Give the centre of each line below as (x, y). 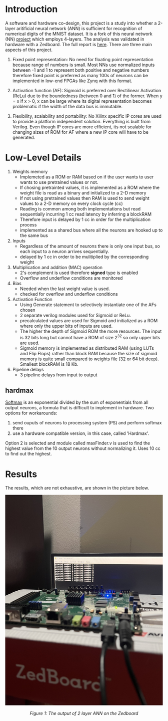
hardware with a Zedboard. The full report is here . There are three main (79, 44)
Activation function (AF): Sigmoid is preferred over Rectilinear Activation (87, 90)
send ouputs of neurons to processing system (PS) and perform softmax (87, 423)
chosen (28, 310)
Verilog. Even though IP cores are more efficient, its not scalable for (82, 127)
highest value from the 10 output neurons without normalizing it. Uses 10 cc (83, 448)
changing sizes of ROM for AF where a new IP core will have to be (80, 132)
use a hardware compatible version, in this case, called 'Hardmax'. (81, 433)
